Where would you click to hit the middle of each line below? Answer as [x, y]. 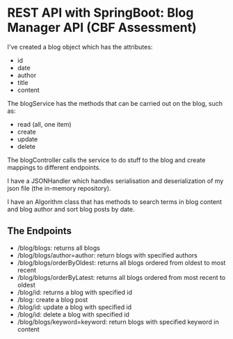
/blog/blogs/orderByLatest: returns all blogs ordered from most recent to [121, 277]
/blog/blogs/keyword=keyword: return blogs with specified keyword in [118, 322]
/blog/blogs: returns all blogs [59, 248]
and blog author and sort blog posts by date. [71, 209]
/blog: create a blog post [53, 299]
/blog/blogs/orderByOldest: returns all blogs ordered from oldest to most [121, 262]
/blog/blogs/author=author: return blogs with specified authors [107, 255]
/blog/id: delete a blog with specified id [73, 314]
